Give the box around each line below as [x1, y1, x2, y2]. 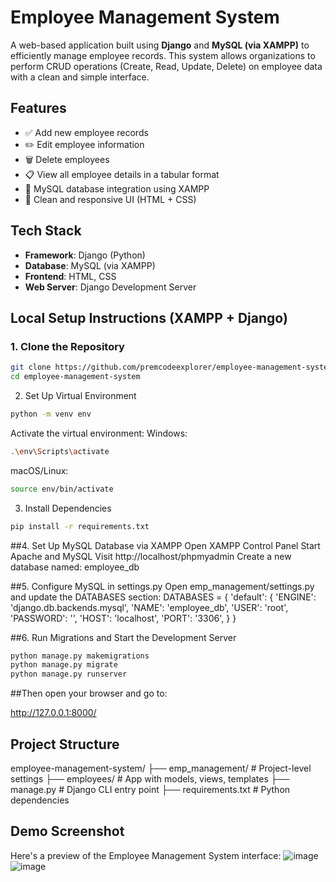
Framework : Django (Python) [24, 249, 146, 261]
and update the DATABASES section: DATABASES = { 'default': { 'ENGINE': [10, 591, 317, 603]
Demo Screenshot [10, 823, 125, 840]
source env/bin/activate [10, 484, 114, 494]
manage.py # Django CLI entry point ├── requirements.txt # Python [10, 783, 291, 795]
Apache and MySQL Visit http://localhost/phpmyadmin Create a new [10, 550, 292, 562]
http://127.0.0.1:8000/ [10, 707, 97, 719]
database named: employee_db [10, 561, 140, 573]
